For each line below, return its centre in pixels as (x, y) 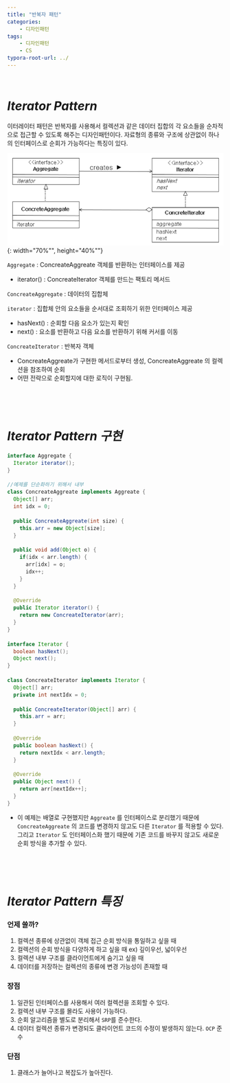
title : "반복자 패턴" (34, 14)
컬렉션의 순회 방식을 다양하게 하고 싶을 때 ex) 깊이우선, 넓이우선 (102, 949)
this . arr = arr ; (43, 717)
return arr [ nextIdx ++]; (54, 789)
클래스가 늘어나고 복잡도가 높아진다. (65, 1072)
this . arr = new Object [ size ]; (63, 528)
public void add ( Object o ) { (55, 550)
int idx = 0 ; (32, 507)
